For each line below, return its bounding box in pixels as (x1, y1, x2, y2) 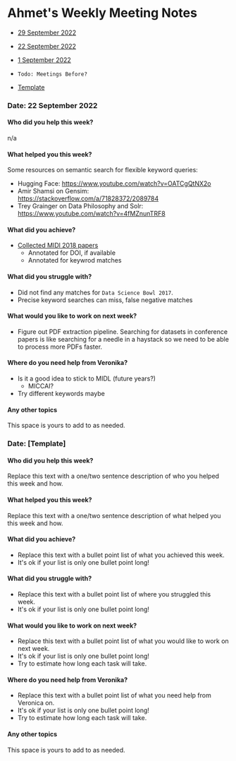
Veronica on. (17, 699, 55, 707)
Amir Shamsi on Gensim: (17, 187, 89, 196)
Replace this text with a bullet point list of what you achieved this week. (17, 551, 225, 559)
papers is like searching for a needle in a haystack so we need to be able (17, 335, 229, 343)
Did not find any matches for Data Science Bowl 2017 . (17, 288, 174, 296)
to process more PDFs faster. (17, 342, 103, 351)
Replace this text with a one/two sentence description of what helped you (7, 511, 221, 520)
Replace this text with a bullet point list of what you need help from (17, 691, 211, 700)
